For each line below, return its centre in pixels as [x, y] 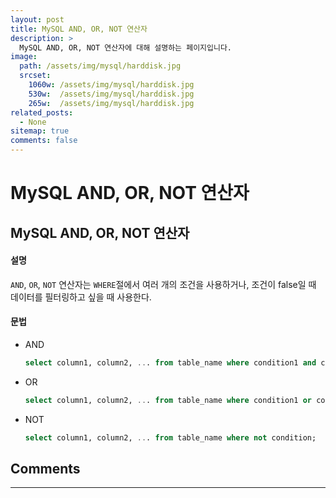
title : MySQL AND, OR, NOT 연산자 [79, 29]
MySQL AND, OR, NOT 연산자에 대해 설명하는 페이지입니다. [125, 47]
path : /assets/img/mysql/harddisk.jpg [100, 66]
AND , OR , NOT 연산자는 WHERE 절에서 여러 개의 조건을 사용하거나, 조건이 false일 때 [163, 284]
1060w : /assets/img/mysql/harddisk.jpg [111, 85]
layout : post [37, 19]
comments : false [44, 141]
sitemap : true [40, 131]
